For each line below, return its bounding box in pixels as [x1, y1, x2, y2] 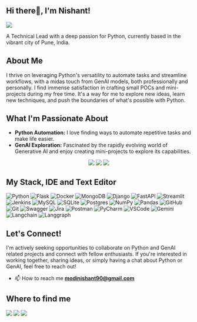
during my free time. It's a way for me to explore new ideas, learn [27, 90, 185, 97]
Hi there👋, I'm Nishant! [6, 6, 91, 16]
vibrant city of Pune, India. [6, 39, 70, 46]
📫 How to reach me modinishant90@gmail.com [14, 275, 135, 282]
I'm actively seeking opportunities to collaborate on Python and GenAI [6, 244, 176, 251]
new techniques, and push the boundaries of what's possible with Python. [6, 97, 186, 104]
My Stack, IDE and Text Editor [6, 177, 116, 187]
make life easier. [14, 135, 55, 142]
